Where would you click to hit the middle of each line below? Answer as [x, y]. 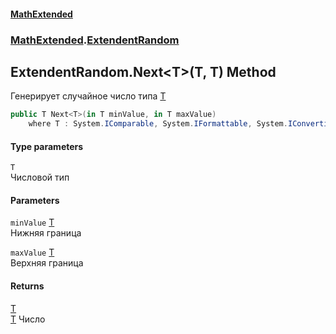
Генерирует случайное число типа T [88, 96]
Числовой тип [40, 177]
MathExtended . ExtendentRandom [95, 40]
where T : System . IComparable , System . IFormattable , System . [158, 124]
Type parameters [47, 146]
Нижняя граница [46, 233]
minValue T [32, 222]
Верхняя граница [47, 263]
